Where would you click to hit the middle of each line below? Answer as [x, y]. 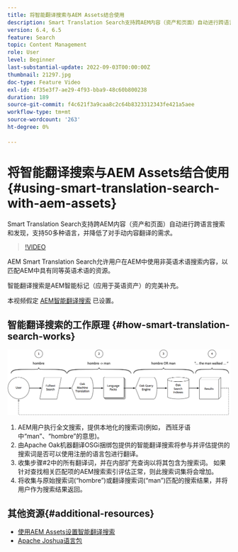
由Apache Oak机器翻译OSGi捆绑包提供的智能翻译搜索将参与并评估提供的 [124, 445]
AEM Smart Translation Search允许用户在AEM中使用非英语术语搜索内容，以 [118, 261]
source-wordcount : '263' [44, 120]
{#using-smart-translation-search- [114, 188]
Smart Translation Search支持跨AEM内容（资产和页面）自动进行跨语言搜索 [116, 224]
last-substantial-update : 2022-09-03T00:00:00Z [79, 67]
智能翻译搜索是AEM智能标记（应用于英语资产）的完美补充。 [95, 285]
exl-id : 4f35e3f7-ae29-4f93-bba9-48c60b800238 [77, 90]
